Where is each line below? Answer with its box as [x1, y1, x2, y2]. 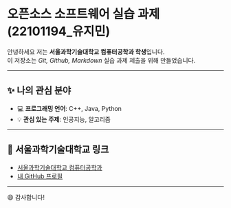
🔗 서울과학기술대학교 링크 [7, 144, 109, 156]
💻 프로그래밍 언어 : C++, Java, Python [16, 104, 122, 112]
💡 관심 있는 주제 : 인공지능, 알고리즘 [16, 115, 111, 123]
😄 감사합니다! [7, 193, 45, 201]
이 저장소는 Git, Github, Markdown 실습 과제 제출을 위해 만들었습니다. [7, 56, 196, 64]
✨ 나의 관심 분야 [7, 85, 71, 96]
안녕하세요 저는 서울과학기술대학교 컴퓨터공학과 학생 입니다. [7, 48, 165, 56]
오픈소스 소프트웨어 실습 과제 [7, 6, 160, 22]
